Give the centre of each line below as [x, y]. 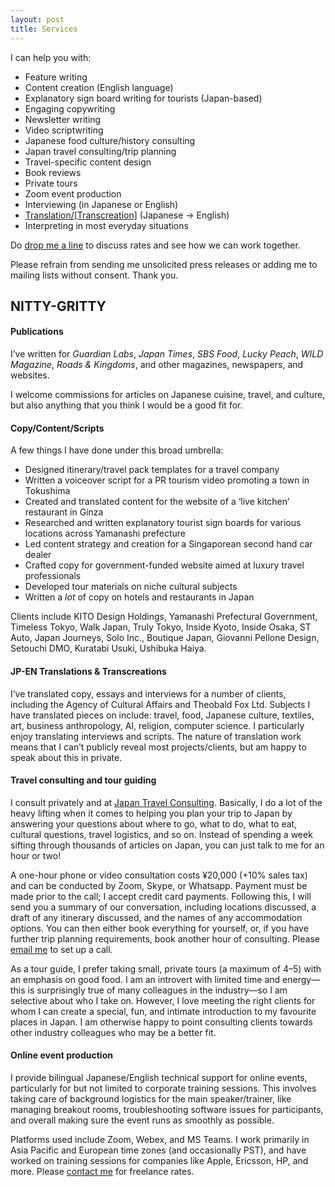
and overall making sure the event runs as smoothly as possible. [142, 1120]
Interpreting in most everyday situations [106, 225]
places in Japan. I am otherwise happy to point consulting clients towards [161, 1022]
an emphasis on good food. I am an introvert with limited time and [145, 979]
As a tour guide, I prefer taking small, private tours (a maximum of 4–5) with [166, 968]
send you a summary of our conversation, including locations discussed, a [163, 907]
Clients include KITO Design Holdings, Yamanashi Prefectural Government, [164, 617]
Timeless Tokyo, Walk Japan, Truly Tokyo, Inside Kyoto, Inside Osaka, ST [161, 627]
